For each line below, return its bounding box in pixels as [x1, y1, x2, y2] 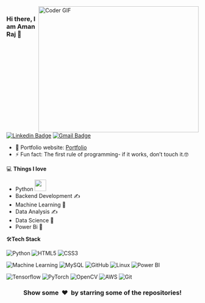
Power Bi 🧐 [15, 223, 43, 230]
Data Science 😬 [15, 217, 54, 224]
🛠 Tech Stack [6, 235, 41, 243]
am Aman [6, 22, 35, 31]
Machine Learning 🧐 [15, 201, 66, 208]
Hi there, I [6, 15, 35, 23]
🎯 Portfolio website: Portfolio [15, 144, 87, 151]
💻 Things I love [6, 165, 47, 172]
